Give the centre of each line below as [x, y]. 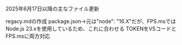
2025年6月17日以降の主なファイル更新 [52, 9]
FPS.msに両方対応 [28, 36]
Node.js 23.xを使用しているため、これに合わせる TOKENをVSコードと [91, 29]
